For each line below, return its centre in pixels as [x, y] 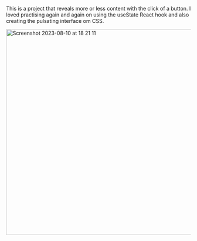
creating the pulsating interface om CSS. [55, 21]
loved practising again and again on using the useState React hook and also [98, 15]
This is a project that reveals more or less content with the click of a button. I [98, 9]
